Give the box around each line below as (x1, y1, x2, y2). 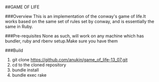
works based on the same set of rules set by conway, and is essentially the (5, 19, 155, 24)
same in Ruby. (5, 24, 33, 29)
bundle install (12, 67, 39, 73)
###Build (5, 48, 23, 53)
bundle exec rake (12, 72, 47, 78)
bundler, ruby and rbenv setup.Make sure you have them (5, 38, 118, 44)
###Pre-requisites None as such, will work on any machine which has (5, 33, 144, 39)
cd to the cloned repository (12, 62, 66, 68)
